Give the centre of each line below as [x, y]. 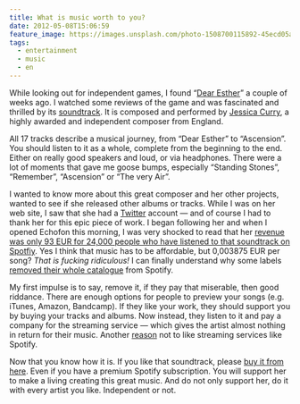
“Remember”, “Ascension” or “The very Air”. [90, 176]
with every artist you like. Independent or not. [93, 390]
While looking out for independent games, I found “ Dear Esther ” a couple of [148, 93]
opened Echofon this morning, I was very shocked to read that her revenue [147, 231]
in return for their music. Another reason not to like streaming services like [146, 334]
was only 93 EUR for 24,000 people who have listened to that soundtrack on [150, 241]
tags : [19, 42]
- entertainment [47, 51]
